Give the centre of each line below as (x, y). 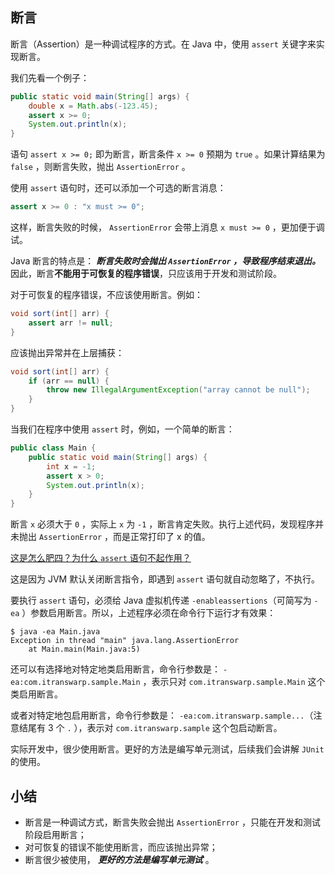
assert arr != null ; (71, 323)
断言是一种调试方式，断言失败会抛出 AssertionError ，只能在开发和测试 (172, 822)
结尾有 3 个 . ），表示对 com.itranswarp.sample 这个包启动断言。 (150, 728)
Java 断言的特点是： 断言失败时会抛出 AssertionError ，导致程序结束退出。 (166, 261)
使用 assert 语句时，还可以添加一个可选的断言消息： (118, 188)
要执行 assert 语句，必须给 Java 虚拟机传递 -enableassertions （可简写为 (161, 600)
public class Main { (53, 448)
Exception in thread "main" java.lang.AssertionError (125, 641)
